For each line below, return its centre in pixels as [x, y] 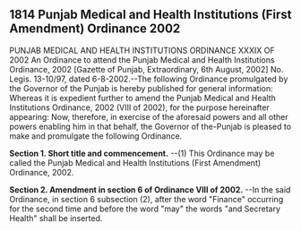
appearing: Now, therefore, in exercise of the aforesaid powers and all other [149, 116]
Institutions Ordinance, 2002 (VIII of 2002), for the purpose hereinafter [140, 107]
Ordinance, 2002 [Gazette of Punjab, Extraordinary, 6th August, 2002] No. [146, 69]
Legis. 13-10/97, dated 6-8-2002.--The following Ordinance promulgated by [149, 79]
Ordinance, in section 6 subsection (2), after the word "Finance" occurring [146, 199]
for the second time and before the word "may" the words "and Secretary [145, 209]
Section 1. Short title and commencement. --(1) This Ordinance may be [142, 153]
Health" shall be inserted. [56, 218]
